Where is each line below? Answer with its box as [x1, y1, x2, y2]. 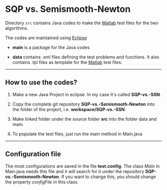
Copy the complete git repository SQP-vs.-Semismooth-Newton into [12, 101, 155, 107]
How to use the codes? [5, 78, 78, 87]
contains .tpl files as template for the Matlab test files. [12, 59, 123, 65]
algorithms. [5, 25, 28, 31]
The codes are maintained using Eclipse [5, 35, 87, 41]
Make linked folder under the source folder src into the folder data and [12, 116, 157, 122]
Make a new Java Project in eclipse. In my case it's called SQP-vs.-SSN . [12, 91, 162, 97]
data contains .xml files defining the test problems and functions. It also [12, 54, 160, 60]
